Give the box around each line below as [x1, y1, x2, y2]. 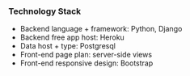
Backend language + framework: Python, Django [19, 24, 183, 34]
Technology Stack [8, 6, 82, 17]
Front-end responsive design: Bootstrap [19, 58, 154, 68]
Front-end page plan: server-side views [19, 50, 152, 60]
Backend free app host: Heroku [19, 32, 125, 42]
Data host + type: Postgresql [19, 41, 116, 51]
